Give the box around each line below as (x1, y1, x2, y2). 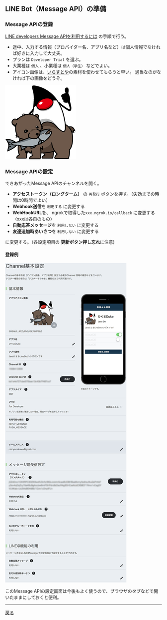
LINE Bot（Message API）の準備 (5, 4, 106, 13)
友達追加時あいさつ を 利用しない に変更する (12, 228, 99, 234)
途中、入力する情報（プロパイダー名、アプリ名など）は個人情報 (12, 44, 143, 50)
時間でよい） (24, 197, 51, 203)
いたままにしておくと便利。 (5, 595, 62, 601)
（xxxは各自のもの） (12, 216, 55, 222)
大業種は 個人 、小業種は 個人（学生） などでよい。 (12, 62, 113, 68)
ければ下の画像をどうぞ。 (12, 75, 65, 81)
